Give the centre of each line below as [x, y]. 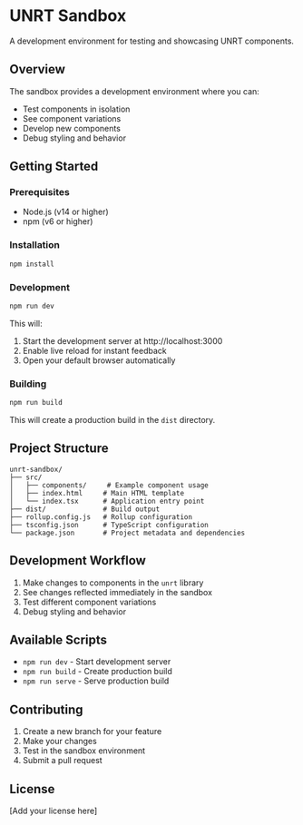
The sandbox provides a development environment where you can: [135, 91]
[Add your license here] [54, 811]
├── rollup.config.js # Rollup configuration [101, 517]
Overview [38, 69]
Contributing [46, 709]
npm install [32, 264]
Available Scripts [58, 639]
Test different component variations [89, 602]
